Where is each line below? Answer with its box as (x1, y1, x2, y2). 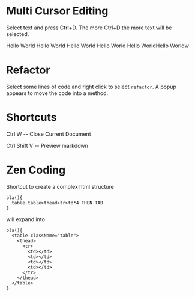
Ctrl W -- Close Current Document (6, 130, 91, 138)
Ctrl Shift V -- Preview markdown (6, 142, 88, 149)
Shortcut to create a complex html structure (6, 183, 114, 190)
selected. (6, 30, 29, 37)
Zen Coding (6, 164, 66, 177)
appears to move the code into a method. (6, 89, 109, 97)
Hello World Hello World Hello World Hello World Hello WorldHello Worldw (6, 42, 189, 49)
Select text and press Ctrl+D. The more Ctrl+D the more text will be (6, 24, 172, 31)
